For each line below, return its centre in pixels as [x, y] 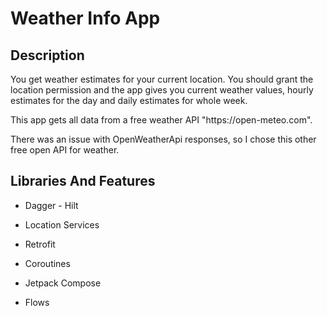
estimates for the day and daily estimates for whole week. [129, 100]
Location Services [62, 224]
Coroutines [47, 263]
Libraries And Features [83, 181]
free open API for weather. [65, 150]
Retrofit [40, 244]
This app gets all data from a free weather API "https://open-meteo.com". [161, 120]
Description [47, 55]
